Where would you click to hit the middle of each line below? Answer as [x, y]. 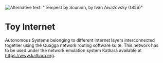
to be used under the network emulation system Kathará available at [73, 50]
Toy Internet [30, 27]
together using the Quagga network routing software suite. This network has [82, 45]
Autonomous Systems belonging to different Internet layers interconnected [80, 40]
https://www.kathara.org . [30, 55]
